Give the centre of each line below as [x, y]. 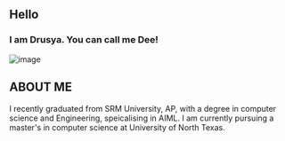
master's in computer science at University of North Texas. [117, 127]
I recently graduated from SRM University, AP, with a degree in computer [143, 108]
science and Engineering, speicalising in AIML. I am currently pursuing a [142, 118]
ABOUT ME [41, 87]
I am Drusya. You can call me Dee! [84, 40]
